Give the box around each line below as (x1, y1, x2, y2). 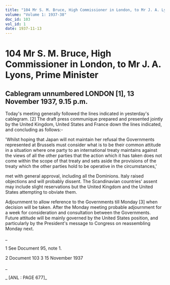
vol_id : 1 (5, 21, 26, 27)
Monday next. (5, 225, 34, 232)
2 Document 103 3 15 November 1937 (5, 255, 83, 261)
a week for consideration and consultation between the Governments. (5, 210, 151, 216)
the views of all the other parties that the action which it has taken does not (5, 152, 162, 159)
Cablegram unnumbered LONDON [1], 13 (5, 89, 135, 98)
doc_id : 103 (5, 17, 30, 22)
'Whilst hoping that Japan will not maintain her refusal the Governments (5, 137, 155, 143)
